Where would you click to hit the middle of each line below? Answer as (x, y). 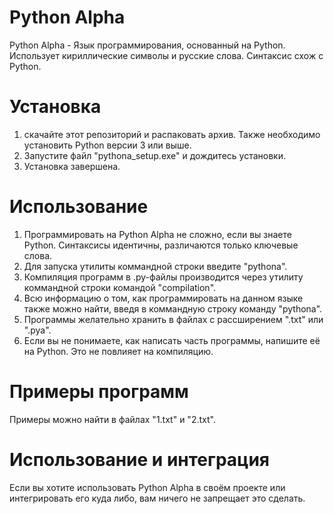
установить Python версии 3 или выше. (107, 145)
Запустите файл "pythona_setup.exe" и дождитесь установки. (154, 155)
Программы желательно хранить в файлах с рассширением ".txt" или (173, 319)
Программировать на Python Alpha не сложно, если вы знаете (157, 234)
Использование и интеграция (140, 459)
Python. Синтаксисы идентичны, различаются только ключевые (161, 245)
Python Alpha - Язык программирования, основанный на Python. (147, 45)
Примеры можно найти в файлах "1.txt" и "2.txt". (112, 419)
